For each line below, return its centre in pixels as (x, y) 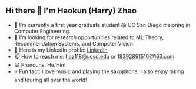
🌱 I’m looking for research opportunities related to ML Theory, (89, 37)
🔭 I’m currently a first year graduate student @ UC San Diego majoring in (102, 25)
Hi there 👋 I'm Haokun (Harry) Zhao (71, 11)
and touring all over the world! (50, 80)
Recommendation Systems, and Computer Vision (74, 43)
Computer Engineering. (42, 31)
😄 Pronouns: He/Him (40, 64)
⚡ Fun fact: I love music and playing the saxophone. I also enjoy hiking (99, 71)
